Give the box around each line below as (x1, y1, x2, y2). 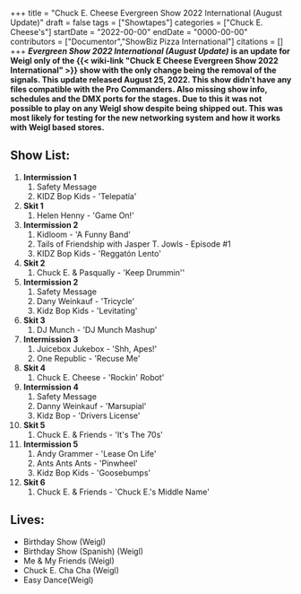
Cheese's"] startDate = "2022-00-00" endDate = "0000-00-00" (10, 27, 248, 37)
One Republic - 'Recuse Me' (36, 353, 141, 363)
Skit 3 (22, 314, 46, 326)
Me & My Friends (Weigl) (22, 555, 115, 566)
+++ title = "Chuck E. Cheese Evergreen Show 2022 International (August (10, 8, 283, 18)
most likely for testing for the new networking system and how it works (10, 112, 281, 123)
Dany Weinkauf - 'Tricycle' (36, 295, 135, 306)
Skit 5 (22, 419, 46, 430)
